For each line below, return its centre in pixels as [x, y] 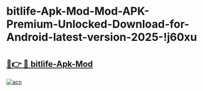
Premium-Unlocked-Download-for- [98, 24]
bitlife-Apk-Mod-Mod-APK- [78, 11]
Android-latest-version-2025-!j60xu [102, 37]
